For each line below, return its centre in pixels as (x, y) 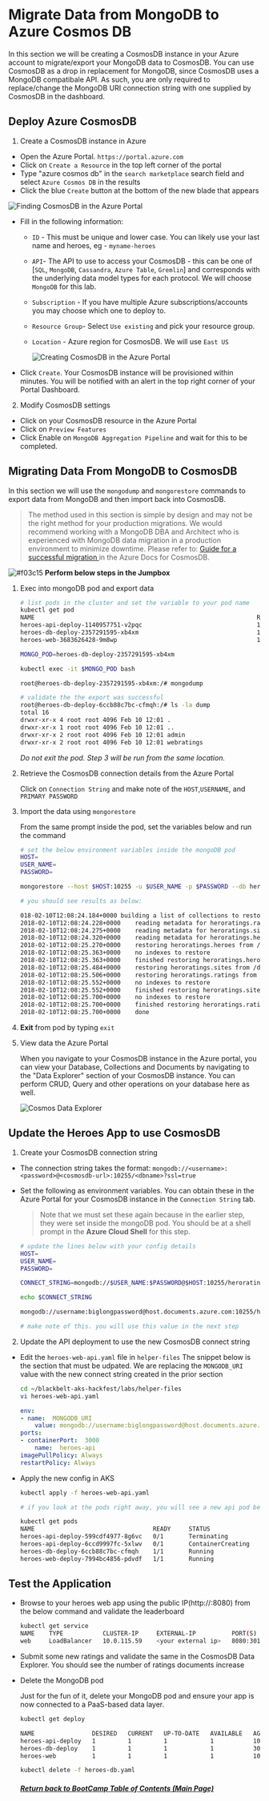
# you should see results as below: (81, 901)
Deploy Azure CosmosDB (73, 122)
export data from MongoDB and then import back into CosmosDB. (117, 499)
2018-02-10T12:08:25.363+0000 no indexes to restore (115, 953)
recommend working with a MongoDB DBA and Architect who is (133, 531)
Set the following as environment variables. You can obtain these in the (137, 1190)
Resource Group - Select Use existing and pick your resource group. (143, 326)
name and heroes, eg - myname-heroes (94, 245)
